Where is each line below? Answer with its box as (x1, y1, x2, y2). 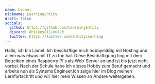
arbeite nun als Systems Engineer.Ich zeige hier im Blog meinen (5, 68, 132, 74)
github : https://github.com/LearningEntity (9, 25, 99, 30)
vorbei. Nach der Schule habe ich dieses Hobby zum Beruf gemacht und (5, 63, 151, 68)
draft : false (5, 16, 32, 21)
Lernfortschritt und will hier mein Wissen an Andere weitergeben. (5, 73, 136, 79)
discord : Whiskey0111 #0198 (9, 30, 64, 34)
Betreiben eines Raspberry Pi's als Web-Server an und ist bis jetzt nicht (5, 58, 148, 64)
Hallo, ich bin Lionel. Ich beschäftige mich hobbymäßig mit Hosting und (5, 47, 148, 53)
